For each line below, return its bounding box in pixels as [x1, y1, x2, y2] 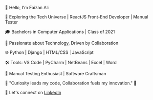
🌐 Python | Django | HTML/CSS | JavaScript [5, 50, 94, 55]
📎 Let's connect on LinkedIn [5, 90, 62, 95]
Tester [5, 19, 18, 25]
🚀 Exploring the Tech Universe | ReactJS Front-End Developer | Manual [5, 14, 148, 19]
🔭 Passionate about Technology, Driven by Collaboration [5, 40, 119, 46]
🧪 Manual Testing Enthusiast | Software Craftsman [5, 71, 107, 76]
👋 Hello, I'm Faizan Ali [5, 5, 49, 10]
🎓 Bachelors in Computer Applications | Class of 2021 [5, 29, 115, 34]
